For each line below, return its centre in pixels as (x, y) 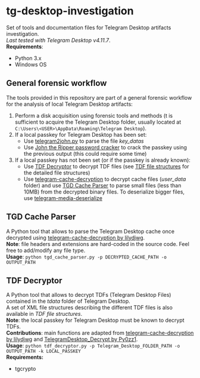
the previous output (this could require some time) (85, 153)
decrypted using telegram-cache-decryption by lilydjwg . (76, 238)
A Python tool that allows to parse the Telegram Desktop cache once (90, 231)
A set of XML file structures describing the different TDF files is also (89, 308)
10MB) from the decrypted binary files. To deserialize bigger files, (104, 192)
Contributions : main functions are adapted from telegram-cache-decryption (100, 333)
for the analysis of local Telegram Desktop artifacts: (69, 104)
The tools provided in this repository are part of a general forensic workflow (99, 97)
